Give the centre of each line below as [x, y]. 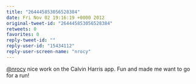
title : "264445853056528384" [43, 12]
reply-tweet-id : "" [31, 40]
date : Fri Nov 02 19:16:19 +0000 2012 [55, 18]
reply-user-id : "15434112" [40, 46]
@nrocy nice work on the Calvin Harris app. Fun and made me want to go [98, 69]
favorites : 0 [23, 35]
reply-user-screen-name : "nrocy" [49, 52]
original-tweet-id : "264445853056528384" [60, 23]
